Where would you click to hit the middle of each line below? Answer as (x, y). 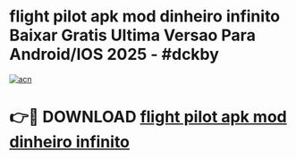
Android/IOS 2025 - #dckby (114, 54)
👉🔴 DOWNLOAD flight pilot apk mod (148, 117)
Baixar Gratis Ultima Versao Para (133, 35)
